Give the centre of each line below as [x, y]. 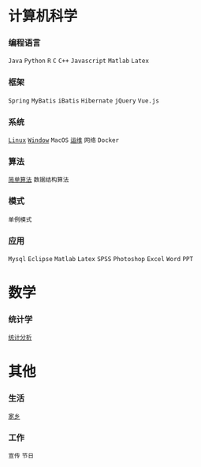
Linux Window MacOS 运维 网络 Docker [64, 140]
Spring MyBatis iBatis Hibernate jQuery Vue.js [84, 101]
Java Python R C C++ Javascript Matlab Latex [79, 61]
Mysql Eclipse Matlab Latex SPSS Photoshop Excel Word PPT [101, 259]
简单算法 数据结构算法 [39, 180]
